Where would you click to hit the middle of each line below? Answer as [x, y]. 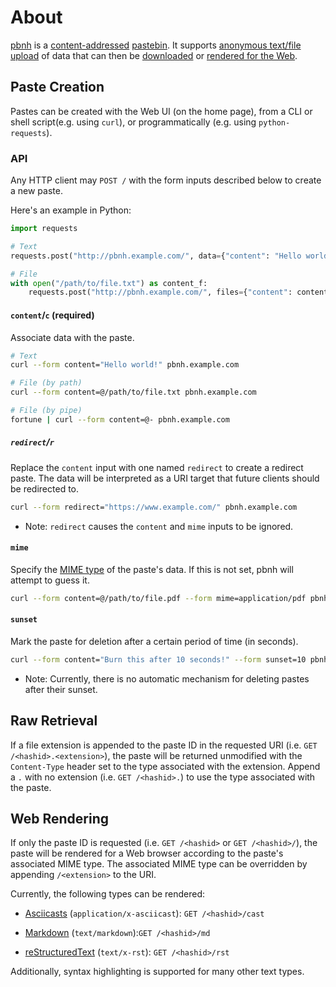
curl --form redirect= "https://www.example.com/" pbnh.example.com [154, 507]
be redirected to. [45, 488]
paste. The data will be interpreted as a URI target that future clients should [165, 478]
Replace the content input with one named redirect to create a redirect [157, 467]
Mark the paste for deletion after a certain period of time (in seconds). [154, 641]
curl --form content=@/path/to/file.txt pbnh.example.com [133, 392]
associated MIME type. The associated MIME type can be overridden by [159, 864]
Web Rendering [60, 818]
